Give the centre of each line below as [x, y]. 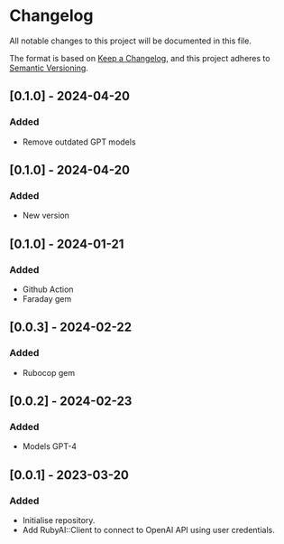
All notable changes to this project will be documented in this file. [131, 41]
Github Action [48, 289]
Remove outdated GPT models [79, 142]
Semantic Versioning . [49, 68]
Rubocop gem [48, 372]
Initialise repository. [59, 521]
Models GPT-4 [50, 446]
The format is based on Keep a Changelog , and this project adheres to [140, 58]
